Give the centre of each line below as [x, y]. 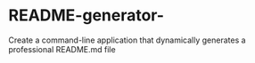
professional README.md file [62, 49]
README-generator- [86, 16]
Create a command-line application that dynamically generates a [127, 40]
